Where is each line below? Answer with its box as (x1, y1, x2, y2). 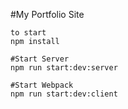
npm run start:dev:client (10, 89, 118, 99)
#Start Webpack (10, 80, 74, 90)
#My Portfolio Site (10, 9, 85, 20)
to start (10, 28, 47, 38)
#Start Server (10, 54, 70, 64)
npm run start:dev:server (10, 63, 118, 73)
